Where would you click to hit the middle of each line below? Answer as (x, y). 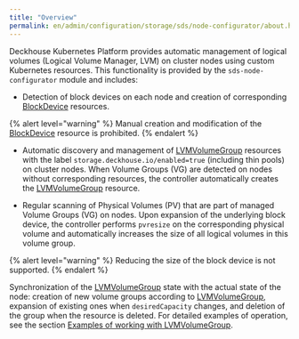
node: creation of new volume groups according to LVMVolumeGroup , (137, 296)
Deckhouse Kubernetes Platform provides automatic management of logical (148, 51)
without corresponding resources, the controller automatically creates (150, 178)
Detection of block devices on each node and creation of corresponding (154, 97)
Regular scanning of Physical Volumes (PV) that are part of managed (148, 205)
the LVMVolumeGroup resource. (81, 188)
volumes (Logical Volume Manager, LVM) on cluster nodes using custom (142, 61)
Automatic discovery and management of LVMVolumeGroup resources (152, 150)
